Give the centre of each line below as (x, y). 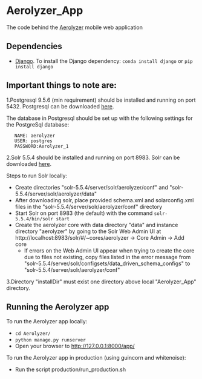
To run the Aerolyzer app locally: (47, 321)
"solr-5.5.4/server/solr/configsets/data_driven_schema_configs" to (107, 263)
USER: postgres (33, 141)
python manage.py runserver (50, 340)
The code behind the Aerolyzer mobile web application (75, 27)
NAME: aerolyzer (35, 136)
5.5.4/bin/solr (34, 219)
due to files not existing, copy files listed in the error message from (107, 257)
